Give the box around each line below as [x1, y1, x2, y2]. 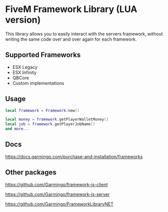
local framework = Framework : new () [5, 108, 80, 113]
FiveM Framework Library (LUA [5, 4, 137, 15]
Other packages [5, 168, 57, 177]
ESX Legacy [12, 64, 38, 70]
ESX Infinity [12, 69, 37, 75]
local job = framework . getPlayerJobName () [5, 122, 95, 127]
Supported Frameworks [5, 51, 81, 59]
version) [5, 14, 41, 26]
